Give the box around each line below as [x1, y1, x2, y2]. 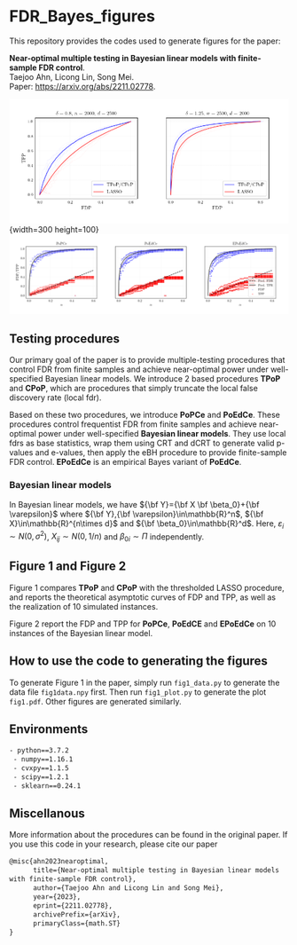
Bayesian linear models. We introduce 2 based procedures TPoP [44, 374, 281, 384]
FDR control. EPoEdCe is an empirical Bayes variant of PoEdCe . [9, 457, 242, 468]
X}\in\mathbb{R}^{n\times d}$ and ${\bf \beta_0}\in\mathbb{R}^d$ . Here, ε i [9, 517, 285, 531]
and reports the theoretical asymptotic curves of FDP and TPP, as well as [9, 592, 277, 602]
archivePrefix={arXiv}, [32, 910, 121, 919]
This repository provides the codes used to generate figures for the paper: [9, 35, 281, 46]
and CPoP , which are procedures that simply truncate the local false [9, 383, 259, 394]
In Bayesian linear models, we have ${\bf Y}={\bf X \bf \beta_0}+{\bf [9, 499, 260, 509]
